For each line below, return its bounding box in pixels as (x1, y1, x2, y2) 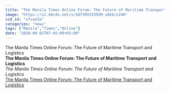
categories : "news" (5, 21, 47, 27)
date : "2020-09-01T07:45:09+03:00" (5, 31, 80, 36)
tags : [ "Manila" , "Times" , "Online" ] (5, 26, 80, 31)
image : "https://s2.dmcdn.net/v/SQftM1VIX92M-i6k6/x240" (5, 12, 128, 17)
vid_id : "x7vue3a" (5, 17, 44, 22)
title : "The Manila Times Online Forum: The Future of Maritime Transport (5, 7, 166, 13)
